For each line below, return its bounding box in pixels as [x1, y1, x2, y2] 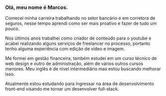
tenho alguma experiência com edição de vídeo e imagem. [5, 46, 125, 52]
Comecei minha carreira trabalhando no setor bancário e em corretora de [5, 15, 156, 21]
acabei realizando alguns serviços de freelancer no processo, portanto [5, 41, 151, 47]
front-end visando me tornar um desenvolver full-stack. [5, 86, 119, 92]
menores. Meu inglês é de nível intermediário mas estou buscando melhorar [5, 66, 161, 72]
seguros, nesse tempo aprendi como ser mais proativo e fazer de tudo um [5, 20, 157, 26]
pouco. [5, 26, 20, 32]
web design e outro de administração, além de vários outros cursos [5, 61, 143, 67]
